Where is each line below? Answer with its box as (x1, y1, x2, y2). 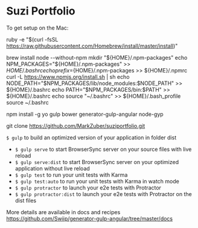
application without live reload (14, 165, 91, 172)
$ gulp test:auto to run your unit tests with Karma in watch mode (14, 177, 179, 185)
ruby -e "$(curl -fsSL (6, 36, 59, 43)
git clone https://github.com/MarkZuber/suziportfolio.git (6, 122, 145, 129)
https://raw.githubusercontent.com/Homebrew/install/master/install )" (6, 42, 178, 49)
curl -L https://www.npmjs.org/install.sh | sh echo (6, 73, 130, 80)
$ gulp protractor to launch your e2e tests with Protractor (14, 184, 162, 191)
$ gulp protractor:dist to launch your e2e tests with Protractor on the (14, 190, 192, 197)
